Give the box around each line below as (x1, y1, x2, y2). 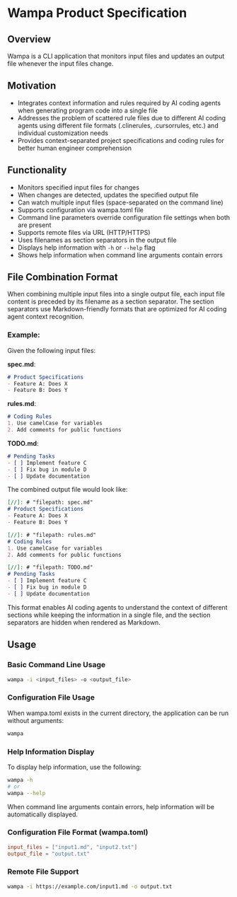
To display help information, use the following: (7, 763, 141, 771)
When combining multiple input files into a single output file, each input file (7, 290, 225, 299)
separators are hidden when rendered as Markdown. (7, 618, 161, 627)
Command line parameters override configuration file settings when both (17, 213, 230, 221)
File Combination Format (7, 271, 118, 284)
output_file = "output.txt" (7, 850, 91, 857)
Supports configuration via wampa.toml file (17, 205, 144, 214)
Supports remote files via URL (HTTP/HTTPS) (17, 228, 151, 236)
